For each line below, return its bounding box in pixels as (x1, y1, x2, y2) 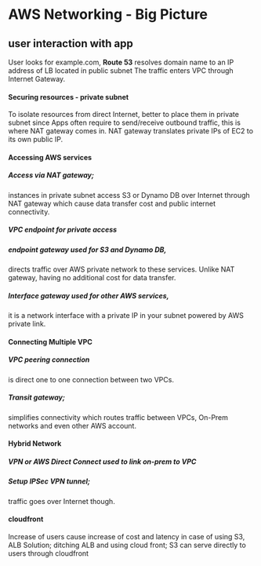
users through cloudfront (8, 548, 89, 558)
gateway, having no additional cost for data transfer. (8, 273, 176, 283)
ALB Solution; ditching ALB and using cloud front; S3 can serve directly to (8, 540, 247, 550)
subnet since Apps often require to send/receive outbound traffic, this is (8, 118, 241, 127)
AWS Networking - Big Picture (8, 5, 208, 24)
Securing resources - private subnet (8, 92, 129, 101)
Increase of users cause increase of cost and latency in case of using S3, (8, 531, 245, 541)
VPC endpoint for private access (8, 225, 118, 235)
